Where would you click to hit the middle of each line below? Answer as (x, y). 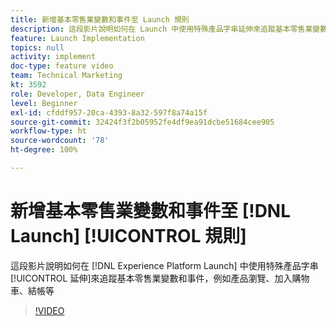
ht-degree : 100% (44, 150)
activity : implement (53, 57)
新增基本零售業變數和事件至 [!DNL (151, 211)
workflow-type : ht (48, 131)
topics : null (37, 47)
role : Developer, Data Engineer (77, 94)
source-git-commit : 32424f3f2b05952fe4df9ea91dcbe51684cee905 (142, 122)
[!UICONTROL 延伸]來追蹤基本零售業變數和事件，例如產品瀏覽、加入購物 (160, 278)
